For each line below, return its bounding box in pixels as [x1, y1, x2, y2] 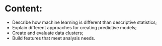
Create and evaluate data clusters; [12, 30, 84, 36]
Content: [5, 3, 43, 14]
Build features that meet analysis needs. [12, 35, 96, 41]
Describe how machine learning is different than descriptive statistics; [12, 19, 157, 25]
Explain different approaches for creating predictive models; [12, 24, 137, 30]
